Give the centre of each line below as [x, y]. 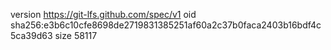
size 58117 [76, 35]
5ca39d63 [31, 35]
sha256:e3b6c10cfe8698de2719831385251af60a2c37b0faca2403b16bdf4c [166, 25]
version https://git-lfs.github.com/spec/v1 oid [103, 14]
